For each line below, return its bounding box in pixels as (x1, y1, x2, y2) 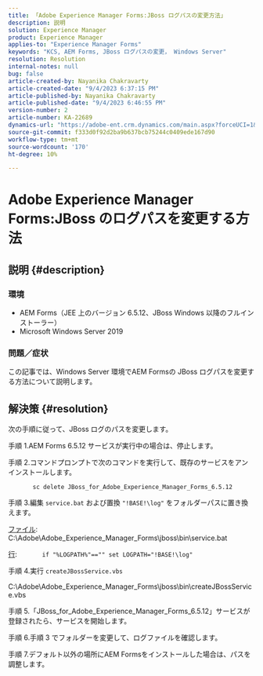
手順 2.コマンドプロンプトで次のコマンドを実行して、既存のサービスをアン (8, 458, 249, 467)
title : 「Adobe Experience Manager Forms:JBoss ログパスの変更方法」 (8, 11, 227, 20)
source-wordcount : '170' (8, 143, 89, 151)
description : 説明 (8, 19, 66, 27)
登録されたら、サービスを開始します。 (8, 616, 131, 626)
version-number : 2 (8, 107, 68, 115)
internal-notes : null (8, 63, 79, 71)
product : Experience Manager (8, 33, 103, 42)
